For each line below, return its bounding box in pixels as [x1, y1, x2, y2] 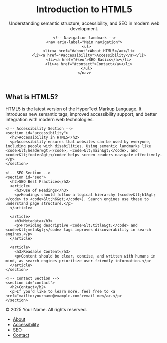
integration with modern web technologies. [5, 117, 94, 123]
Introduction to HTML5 [36, 4, 133, 15]
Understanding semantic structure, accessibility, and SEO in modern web [9, 20, 160, 26]
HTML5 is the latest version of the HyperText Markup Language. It [5, 106, 142, 112]
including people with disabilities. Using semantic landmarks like [5, 144, 151, 149]
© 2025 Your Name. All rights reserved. [5, 307, 87, 313]
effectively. [135, 152, 163, 158]
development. [70, 25, 99, 31]
